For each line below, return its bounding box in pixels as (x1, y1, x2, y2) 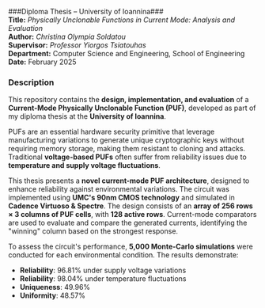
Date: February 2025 (8, 57, 77, 67)
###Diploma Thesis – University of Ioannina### (8, 7, 164, 16)
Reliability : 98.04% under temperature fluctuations (19, 274, 187, 283)
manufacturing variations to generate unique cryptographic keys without (8, 135, 244, 145)
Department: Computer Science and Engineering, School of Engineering (8, 49, 245, 58)
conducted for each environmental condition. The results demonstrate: (8, 250, 239, 260)
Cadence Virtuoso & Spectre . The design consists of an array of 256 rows (8, 201, 253, 211)
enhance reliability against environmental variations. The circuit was (8, 184, 229, 194)
